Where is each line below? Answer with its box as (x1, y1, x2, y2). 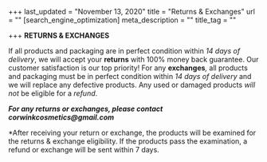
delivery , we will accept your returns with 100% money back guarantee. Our (8, 55, 259, 64)
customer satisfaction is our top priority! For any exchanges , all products (8, 63, 249, 73)
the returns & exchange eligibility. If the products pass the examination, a (8, 136, 248, 146)
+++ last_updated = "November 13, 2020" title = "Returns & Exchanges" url (8, 7, 255, 16)
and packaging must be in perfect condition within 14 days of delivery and (8, 72, 252, 81)
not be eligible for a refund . (8, 89, 98, 98)
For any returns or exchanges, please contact (8, 104, 163, 113)
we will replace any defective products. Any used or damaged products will (8, 80, 256, 89)
